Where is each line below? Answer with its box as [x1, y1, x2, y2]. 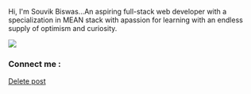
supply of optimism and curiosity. [8, 24, 118, 33]
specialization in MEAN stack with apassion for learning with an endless [8, 15, 244, 25]
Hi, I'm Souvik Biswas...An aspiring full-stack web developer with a [8, 7, 227, 16]
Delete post [8, 76, 46, 86]
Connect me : [8, 58, 61, 69]
